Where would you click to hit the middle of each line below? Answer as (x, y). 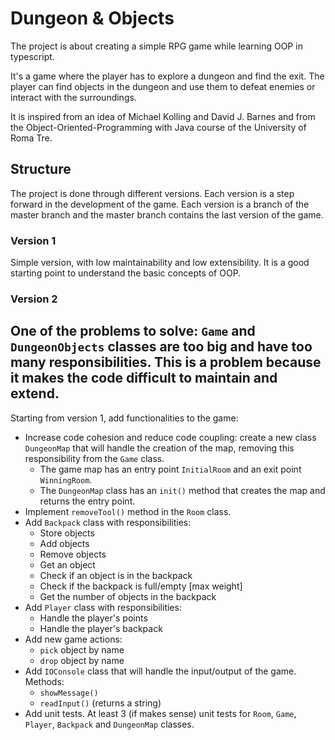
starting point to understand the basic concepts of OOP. (126, 273)
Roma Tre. (31, 138)
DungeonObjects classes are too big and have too (161, 347)
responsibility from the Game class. (94, 458)
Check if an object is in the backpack (116, 575)
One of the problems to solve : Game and (133, 331)
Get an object (67, 564)
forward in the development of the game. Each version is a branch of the (160, 204)
